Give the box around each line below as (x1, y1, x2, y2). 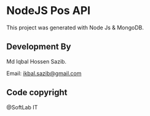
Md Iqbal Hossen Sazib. (6, 57, 66, 65)
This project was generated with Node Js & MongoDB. (6, 24, 144, 31)
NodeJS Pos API (6, 4, 91, 18)
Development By (6, 42, 71, 52)
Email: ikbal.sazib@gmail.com (6, 70, 82, 77)
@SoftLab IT (6, 103, 38, 111)
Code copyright (6, 87, 68, 98)
